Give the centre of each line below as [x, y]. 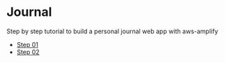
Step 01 [28, 44]
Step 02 [28, 52]
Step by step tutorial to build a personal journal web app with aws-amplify [113, 31]
